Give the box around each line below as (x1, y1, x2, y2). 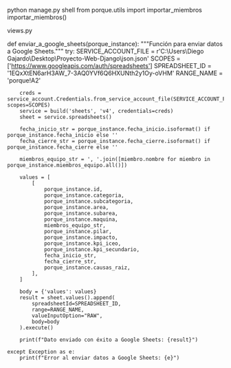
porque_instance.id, (43, 186, 103, 193)
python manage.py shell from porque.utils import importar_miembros (7, 6, 203, 14)
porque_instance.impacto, (43, 234, 118, 241)
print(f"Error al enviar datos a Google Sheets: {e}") (19, 354, 180, 361)
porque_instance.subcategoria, (43, 198, 134, 205)
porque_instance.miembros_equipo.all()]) (7, 162, 128, 169)
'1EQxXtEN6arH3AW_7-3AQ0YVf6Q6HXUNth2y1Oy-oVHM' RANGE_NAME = (7, 69, 223, 77)
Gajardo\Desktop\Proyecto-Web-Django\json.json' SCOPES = (7, 54, 181, 63)
